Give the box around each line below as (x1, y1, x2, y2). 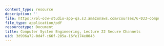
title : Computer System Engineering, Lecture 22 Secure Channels (5, 29, 141, 34)
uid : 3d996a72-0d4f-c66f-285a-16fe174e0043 (5, 34, 95, 39)
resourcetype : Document (5, 25, 54, 30)
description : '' (5, 11, 38, 16)
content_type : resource (5, 7, 54, 12)
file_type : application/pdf (5, 20, 62, 25)
